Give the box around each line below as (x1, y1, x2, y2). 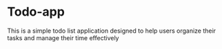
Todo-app (7, 4, 65, 20)
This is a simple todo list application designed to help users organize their (7, 27, 216, 35)
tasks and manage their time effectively (7, 33, 119, 42)
